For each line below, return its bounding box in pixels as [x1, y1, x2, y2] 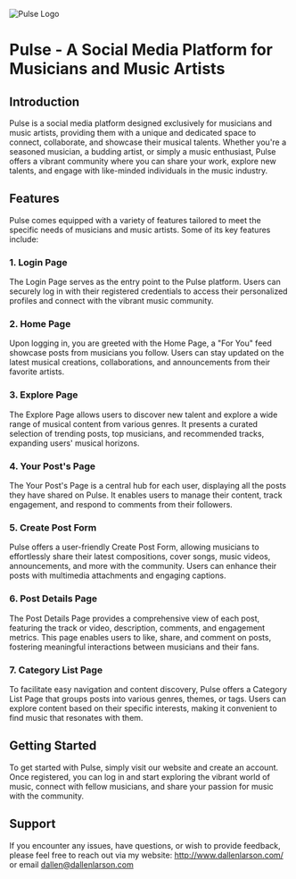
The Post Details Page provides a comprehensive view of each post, [9, 613, 260, 624]
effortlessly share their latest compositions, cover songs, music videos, [9, 551, 271, 562]
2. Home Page [9, 318, 71, 331]
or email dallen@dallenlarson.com [9, 858, 134, 870]
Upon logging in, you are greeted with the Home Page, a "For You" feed [9, 338, 272, 348]
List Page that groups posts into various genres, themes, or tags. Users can [9, 693, 287, 704]
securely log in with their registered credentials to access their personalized [9, 286, 288, 297]
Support [9, 816, 56, 832]
